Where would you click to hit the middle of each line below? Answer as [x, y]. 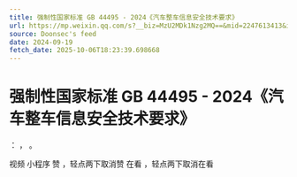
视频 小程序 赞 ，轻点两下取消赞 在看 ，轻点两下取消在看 [111, 164]
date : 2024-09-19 [41, 42]
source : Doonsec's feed [53, 34]
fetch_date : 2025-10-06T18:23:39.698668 [85, 50]
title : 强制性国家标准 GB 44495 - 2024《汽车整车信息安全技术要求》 [124, 17]
